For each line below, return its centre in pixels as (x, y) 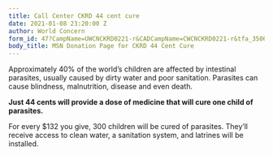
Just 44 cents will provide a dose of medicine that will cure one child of (131, 102)
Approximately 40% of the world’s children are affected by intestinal (122, 69)
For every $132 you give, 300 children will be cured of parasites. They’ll (128, 127)
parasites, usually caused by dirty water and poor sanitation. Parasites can (133, 78)
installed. (24, 144)
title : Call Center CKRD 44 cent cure (74, 16)
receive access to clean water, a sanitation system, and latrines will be (126, 136)
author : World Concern (47, 31)
